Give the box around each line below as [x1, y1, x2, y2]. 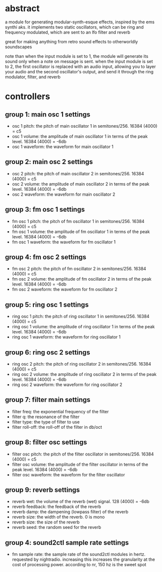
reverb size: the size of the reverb [12, 519, 80, 525]
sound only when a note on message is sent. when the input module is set [5, 58, 153, 64]
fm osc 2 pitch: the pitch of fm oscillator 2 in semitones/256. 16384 [12, 266, 146, 272]
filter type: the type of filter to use [12, 419, 80, 425]
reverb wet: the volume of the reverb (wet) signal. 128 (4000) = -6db [12, 499, 149, 505]
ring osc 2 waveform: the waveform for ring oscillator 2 [12, 382, 123, 387]
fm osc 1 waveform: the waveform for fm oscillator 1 [12, 239, 116, 245]
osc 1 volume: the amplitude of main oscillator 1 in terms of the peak [12, 133, 148, 139]
